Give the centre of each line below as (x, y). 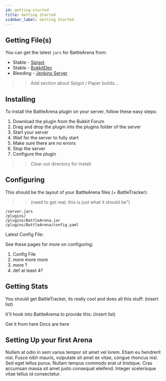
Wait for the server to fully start (45, 138)
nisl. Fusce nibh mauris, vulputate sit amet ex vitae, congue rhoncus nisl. (82, 358)
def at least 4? (28, 270)
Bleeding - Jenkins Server (40, 73)
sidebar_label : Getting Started (40, 19)
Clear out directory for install (61, 164)
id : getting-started (27, 10)
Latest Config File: (25, 234)
